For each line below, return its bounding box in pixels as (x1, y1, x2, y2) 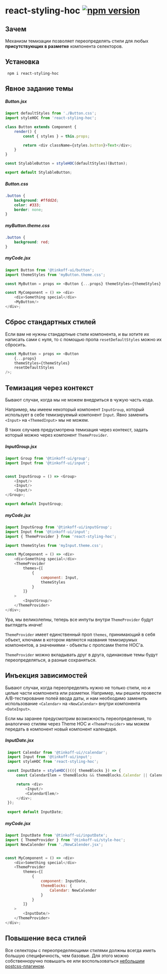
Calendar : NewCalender (49, 888, 97, 893)
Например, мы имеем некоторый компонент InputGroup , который (5, 406, 145, 412)
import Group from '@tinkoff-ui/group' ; (5, 456, 90, 461)
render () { (14, 129, 37, 134)
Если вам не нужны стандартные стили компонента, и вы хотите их (5, 331, 150, 337)
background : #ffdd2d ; (14, 198, 59, 203)
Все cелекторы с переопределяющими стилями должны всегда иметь (5, 947, 156, 953)
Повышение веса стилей (5, 934, 86, 943)
